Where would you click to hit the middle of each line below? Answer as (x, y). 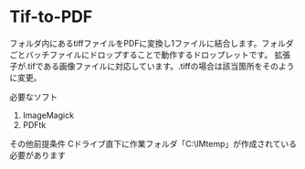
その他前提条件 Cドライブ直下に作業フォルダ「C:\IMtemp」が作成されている (153, 143)
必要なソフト (33, 97)
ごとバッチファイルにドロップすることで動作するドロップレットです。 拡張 (150, 54)
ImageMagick (48, 115)
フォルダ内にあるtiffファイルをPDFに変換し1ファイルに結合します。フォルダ (152, 43)
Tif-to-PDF (51, 17)
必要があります (37, 155)
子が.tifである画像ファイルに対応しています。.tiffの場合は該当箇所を (136, 66)
